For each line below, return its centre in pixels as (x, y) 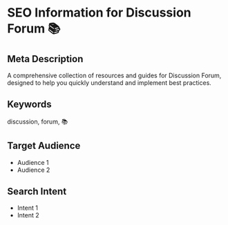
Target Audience (44, 146)
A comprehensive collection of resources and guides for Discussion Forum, (114, 75)
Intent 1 (27, 208)
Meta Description (45, 59)
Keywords (29, 105)
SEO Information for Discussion (99, 13)
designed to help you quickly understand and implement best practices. (110, 83)
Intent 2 (28, 215)
